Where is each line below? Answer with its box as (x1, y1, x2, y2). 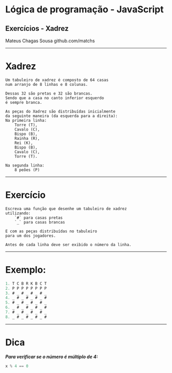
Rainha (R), (14, 136, 40, 141)
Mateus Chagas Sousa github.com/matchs (5, 38, 95, 44)
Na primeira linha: (5, 118, 47, 123)
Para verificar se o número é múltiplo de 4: (5, 353, 98, 360)
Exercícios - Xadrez (5, 24, 69, 33)
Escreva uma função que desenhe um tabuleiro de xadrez (5, 206, 127, 211)
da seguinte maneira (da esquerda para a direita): (5, 113, 118, 119)
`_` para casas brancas (14, 219, 66, 225)
